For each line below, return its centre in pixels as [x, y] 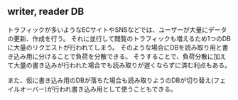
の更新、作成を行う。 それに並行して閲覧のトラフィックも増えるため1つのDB [119, 38]
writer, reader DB [46, 12]
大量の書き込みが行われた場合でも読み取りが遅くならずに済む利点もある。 [122, 65]
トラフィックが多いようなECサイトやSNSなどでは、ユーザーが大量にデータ [117, 29]
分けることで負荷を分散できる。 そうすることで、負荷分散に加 [129, 56]
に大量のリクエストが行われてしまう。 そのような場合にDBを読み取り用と [115, 47]
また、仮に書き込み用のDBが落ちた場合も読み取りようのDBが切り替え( [110, 80]
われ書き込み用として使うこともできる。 [118, 89]
